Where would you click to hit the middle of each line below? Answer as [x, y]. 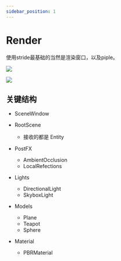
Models [24, 206]
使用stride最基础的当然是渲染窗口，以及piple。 [62, 57]
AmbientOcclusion [45, 160]
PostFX [23, 149]
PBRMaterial [38, 253]
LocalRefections [42, 166]
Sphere [32, 230]
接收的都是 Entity [43, 137]
